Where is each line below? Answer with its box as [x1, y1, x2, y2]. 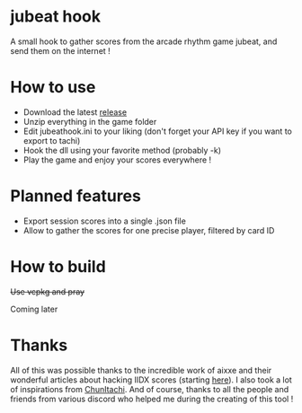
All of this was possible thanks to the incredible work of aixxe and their [10, 365, 272, 375]
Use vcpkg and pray [10, 286, 84, 297]
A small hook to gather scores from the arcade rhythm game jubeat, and [10, 36, 278, 47]
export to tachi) [22, 135, 81, 145]
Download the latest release [22, 106, 128, 118]
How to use [10, 77, 96, 98]
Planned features [10, 186, 142, 206]
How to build [10, 257, 106, 277]
